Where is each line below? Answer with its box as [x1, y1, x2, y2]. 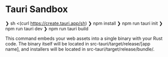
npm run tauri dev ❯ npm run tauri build [5, 25, 89, 31]
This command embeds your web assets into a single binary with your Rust [5, 35, 163, 41]
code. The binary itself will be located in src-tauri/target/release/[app [5, 40, 151, 46]
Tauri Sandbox [5, 4, 68, 15]
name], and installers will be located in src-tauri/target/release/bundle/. [5, 46, 155, 52]
